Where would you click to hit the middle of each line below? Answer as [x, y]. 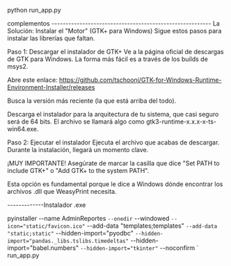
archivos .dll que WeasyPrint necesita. [62, 191]
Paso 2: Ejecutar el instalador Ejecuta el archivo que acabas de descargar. [113, 142]
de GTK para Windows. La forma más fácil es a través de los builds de [108, 59]
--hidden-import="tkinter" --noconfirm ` [139, 248]
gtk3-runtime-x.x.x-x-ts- [181, 122]
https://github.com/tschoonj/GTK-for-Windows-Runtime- [140, 80]
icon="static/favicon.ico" [46, 226]
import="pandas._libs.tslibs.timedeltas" [68, 241]
